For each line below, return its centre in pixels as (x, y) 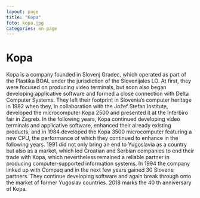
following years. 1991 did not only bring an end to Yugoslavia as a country (96, 145)
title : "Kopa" (24, 17)
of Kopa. (17, 189)
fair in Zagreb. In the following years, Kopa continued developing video (93, 119)
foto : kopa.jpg (25, 23)
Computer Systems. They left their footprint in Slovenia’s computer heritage (99, 100)
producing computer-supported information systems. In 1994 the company (98, 164)
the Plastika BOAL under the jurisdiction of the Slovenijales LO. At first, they (99, 81)
